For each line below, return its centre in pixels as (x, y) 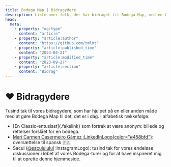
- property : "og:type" (38, 29)
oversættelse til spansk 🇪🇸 (41, 142)
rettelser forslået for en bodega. (46, 131)
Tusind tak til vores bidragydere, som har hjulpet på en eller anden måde (81, 110)
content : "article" (39, 34)
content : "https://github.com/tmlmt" (59, 43)
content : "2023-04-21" (43, 52)
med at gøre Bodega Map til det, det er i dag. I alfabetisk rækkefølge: (77, 116)
